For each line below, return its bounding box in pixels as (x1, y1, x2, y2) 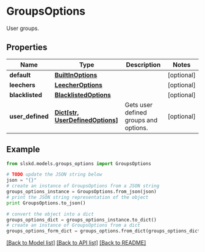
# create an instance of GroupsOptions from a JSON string (6, 183, 160, 189)
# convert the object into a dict (6, 211, 95, 217)
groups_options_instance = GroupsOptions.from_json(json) (6, 188, 157, 195)
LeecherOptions (54, 81, 103, 89)
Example (6, 144, 40, 155)
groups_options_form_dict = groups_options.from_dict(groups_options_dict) (6, 228, 203, 234)
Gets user (124, 100, 153, 109)
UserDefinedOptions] (54, 116, 118, 124)
